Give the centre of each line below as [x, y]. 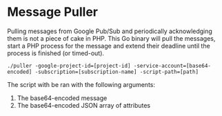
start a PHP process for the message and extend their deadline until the [109, 46]
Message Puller [53, 12]
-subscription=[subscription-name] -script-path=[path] [117, 72]
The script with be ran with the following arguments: [81, 84]
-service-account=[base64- [172, 66]
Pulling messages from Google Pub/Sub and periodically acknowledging [110, 31]
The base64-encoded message [62, 98]
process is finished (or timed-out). [56, 53]
